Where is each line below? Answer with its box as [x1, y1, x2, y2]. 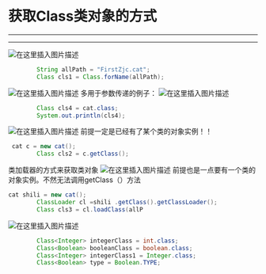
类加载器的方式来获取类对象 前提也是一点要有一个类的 [8, 166, 256, 175]
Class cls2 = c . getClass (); [36, 150, 129, 158]
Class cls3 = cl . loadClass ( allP [36, 205, 144, 214]
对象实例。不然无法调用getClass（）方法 [8, 175, 141, 185]
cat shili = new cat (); [8, 191, 87, 199]
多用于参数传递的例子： [80, 88, 157, 97]
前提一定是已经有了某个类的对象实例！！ [80, 127, 212, 136]
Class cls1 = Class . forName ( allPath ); [36, 73, 165, 81]
